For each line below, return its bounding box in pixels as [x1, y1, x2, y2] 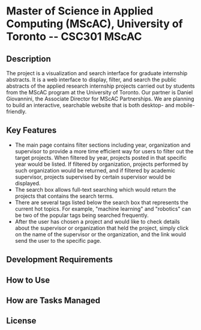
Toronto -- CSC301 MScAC [6, 30, 142, 43]
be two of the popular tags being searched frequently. [14, 212, 149, 219]
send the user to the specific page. [14, 237, 102, 244]
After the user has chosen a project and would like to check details [14, 218, 180, 225]
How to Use [6, 275, 50, 285]
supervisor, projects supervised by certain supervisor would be [14, 173, 172, 180]
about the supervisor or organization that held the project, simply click [14, 224, 189, 231]
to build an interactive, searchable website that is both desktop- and [6, 102, 175, 109]
